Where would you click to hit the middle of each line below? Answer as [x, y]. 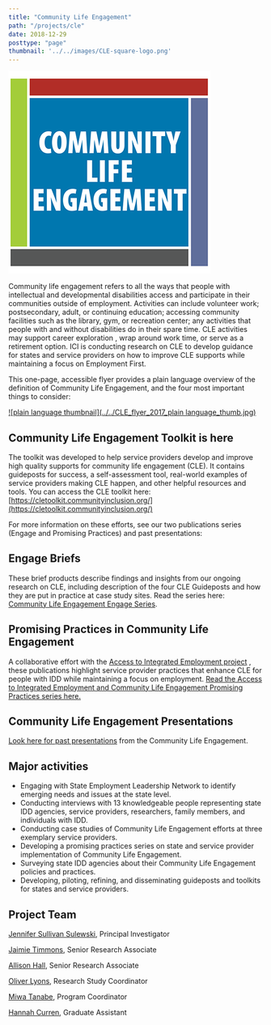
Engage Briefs [44, 559]
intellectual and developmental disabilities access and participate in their [129, 295]
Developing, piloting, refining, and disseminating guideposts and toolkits [140, 880]
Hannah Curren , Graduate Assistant [68, 1012]
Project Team [42, 914]
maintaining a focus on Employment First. [78, 364]
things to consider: [40, 397]
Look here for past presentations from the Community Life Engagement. [128, 741]
